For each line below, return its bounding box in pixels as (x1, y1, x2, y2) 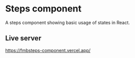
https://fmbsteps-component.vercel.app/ (5, 47, 91, 53)
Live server (5, 34, 41, 42)
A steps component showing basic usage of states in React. (5, 19, 130, 25)
